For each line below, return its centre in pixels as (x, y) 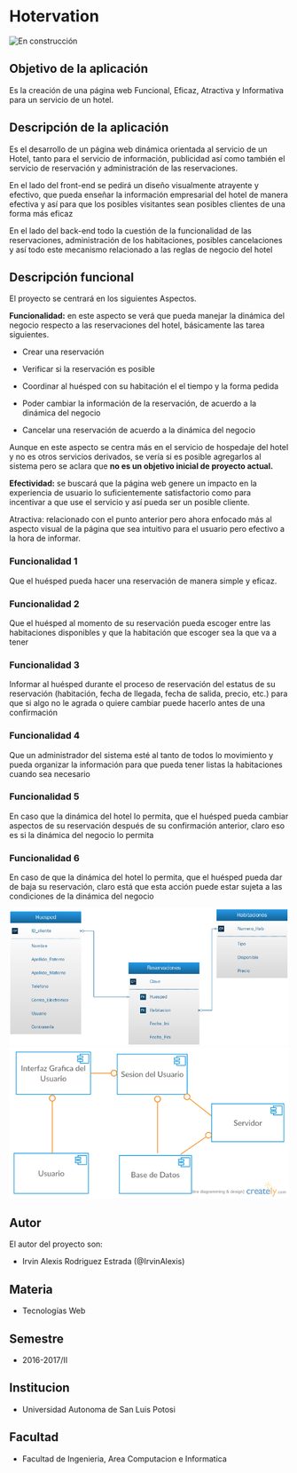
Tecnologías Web (54, 1311)
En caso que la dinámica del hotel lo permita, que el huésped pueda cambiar (149, 816)
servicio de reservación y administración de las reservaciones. (124, 168)
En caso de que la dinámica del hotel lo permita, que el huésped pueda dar (146, 877)
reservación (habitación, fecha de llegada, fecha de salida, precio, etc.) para (148, 693)
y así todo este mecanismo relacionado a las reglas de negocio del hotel (141, 249)
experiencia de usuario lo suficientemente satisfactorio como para (130, 493)
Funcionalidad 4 (45, 736)
